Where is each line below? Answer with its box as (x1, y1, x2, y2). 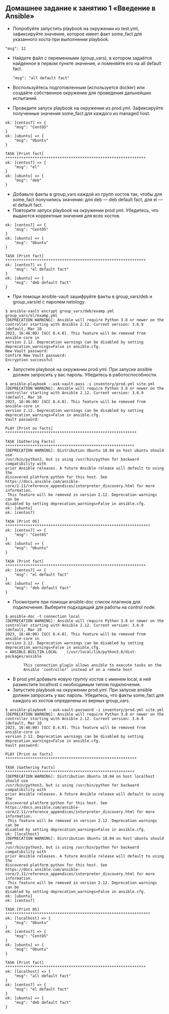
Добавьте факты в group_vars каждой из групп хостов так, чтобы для (12, 191, 162, 197)
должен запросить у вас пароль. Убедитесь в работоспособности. (12, 371, 158, 378)
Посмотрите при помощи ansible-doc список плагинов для (12, 598, 141, 605)
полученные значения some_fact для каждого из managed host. (12, 110, 151, 116)
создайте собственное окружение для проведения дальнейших (12, 90, 152, 96)
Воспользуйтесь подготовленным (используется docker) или (12, 84, 145, 90)
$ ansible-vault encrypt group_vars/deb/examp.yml (5, 309, 114, 314)
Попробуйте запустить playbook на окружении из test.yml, (12, 25, 139, 31)
